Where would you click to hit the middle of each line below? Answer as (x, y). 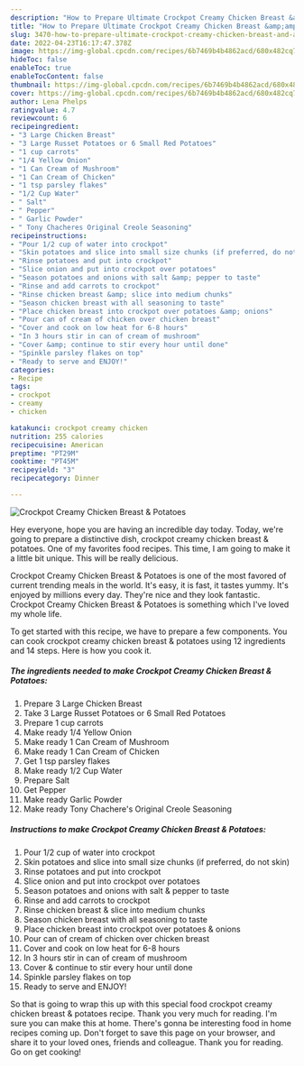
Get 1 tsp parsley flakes (67, 761)
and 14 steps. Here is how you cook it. (81, 650)
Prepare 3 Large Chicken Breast (83, 703)
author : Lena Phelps (49, 101)
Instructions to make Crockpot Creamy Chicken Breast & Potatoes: (138, 830)
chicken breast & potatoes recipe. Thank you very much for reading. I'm (144, 1013)
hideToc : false (39, 60)
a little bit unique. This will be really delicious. (94, 558)
